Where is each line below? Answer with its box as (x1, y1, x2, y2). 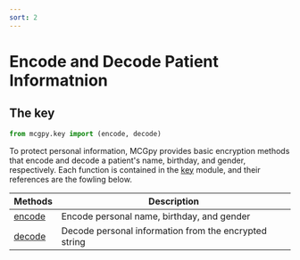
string (61, 235, 87, 248)
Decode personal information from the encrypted (61, 224, 268, 237)
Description (148, 195, 199, 207)
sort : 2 (9, 12, 38, 22)
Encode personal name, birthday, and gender (61, 210, 251, 223)
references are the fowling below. (9, 174, 132, 184)
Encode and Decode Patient (9, 51, 219, 71)
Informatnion (9, 70, 109, 90)
